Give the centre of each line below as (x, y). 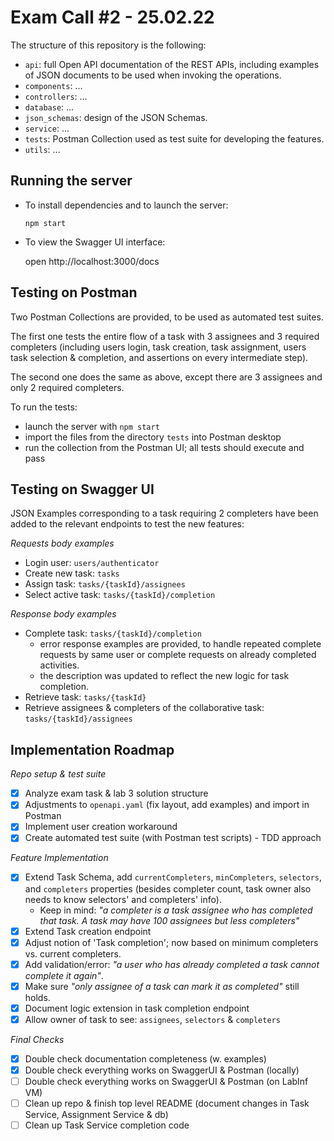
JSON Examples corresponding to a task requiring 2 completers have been (164, 513)
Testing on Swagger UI (82, 489)
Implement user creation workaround (101, 827)
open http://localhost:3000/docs (92, 261)
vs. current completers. (73, 953)
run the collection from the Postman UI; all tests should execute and (164, 447)
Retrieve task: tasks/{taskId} (85, 697)
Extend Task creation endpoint (88, 931)
